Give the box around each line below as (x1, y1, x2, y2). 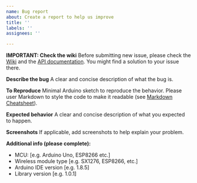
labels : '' (6, 25, 33, 31)
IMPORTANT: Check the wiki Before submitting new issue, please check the (6, 52, 191, 59)
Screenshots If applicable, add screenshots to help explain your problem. (6, 129, 184, 136)
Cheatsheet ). (6, 99, 38, 107)
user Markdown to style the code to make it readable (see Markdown (6, 94, 173, 101)
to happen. (6, 117, 32, 124)
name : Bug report (6, 8, 49, 15)
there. (6, 64, 21, 71)
